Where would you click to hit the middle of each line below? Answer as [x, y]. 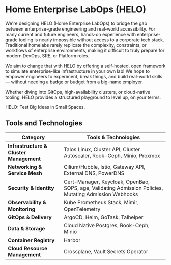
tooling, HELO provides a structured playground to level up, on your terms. [83, 97]
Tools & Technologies [113, 137]
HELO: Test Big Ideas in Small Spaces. [45, 107]
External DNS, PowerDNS [94, 173]
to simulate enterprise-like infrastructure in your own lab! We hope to [78, 71]
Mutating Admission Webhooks [101, 194]
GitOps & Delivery [30, 217]
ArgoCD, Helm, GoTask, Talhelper [103, 217]
